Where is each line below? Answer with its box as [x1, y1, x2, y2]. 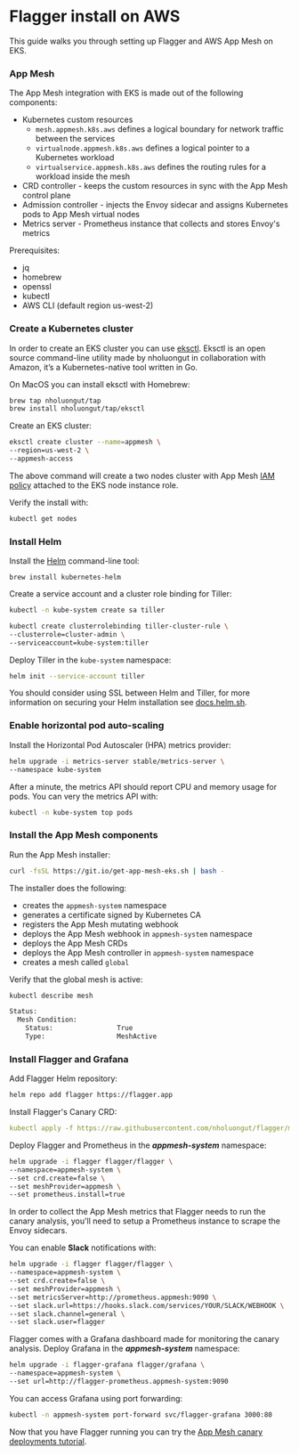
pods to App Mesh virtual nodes [21, 209, 141, 220]
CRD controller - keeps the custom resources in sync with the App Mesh [21, 181, 288, 191]
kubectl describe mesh [9, 991, 93, 1000]
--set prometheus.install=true [9, 1191, 125, 1199]
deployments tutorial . [9, 1435, 87, 1446]
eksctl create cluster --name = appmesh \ [9, 438, 162, 447]
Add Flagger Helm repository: [9, 1073, 118, 1084]
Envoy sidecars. [9, 1225, 69, 1236]
